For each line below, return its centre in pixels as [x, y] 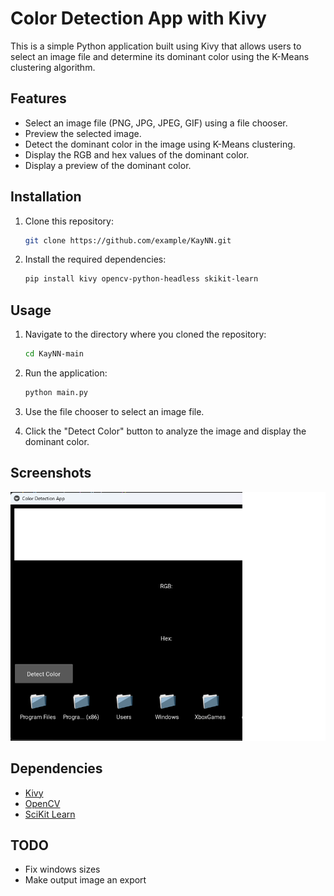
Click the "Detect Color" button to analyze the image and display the [165, 431]
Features [38, 98]
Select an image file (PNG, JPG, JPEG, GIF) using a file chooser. [156, 123]
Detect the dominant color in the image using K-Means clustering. [160, 144]
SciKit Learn [50, 814]
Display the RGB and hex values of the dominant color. [137, 154]
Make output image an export [85, 880]
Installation [46, 197]
